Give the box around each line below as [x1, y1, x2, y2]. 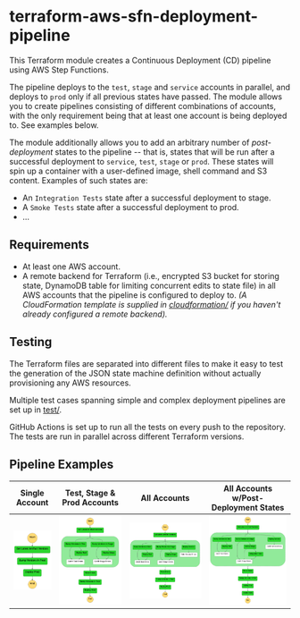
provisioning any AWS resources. [9, 377, 131, 388]
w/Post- [231, 492, 264, 503]
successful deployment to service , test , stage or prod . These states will [9, 156, 274, 166]
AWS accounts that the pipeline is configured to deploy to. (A [21, 289, 247, 301]
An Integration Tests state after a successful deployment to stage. [21, 192, 271, 203]
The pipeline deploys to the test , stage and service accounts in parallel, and [9, 81, 290, 92]
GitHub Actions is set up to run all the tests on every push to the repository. [9, 421, 286, 432]
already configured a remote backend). [21, 309, 168, 319]
